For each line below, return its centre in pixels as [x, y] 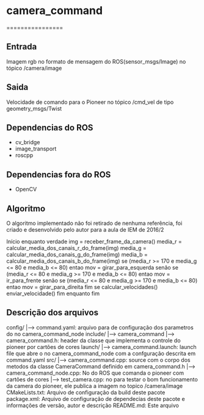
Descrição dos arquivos [53, 313]
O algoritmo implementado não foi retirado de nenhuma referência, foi [94, 223]
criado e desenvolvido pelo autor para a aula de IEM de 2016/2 [85, 230]
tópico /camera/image [34, 68]
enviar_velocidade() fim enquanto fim [53, 293]
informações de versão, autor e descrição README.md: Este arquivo [93, 405]
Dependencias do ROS [50, 127]
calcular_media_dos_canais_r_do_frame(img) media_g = [76, 248]
